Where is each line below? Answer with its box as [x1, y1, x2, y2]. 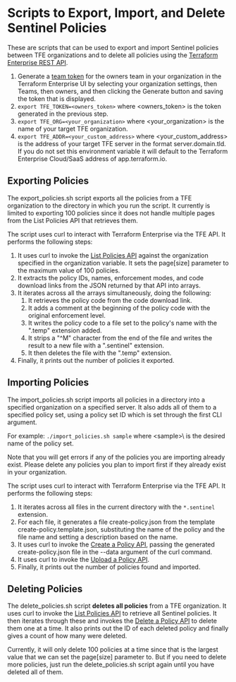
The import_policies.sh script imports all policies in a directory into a [7, 395, 206, 404]
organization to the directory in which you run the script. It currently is [7, 201, 211, 210]
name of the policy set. [7, 439, 74, 448]
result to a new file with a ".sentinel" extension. [27, 341, 164, 349]
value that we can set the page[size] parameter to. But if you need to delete [7, 653, 227, 662]
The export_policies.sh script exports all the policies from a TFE [7, 193, 192, 202]
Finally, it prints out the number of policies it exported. [17, 356, 175, 364]
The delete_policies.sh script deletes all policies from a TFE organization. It [7, 602, 227, 610]
